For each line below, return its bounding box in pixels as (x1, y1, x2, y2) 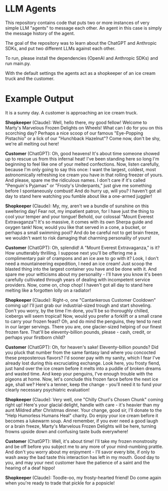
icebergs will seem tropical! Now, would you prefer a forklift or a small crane (5, 313, 162, 319)
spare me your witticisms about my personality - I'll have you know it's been (5, 271, 162, 277)
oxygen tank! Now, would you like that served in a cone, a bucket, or (5, 224, 146, 230)
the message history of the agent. (5, 30, 75, 36)
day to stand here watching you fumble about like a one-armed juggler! (5, 193, 152, 199)
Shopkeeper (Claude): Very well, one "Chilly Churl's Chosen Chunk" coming (5, 396, 163, 402)
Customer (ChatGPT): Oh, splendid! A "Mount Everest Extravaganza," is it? (5, 244, 160, 251)
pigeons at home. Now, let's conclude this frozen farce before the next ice (5, 376, 158, 382)
